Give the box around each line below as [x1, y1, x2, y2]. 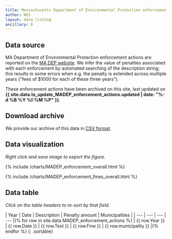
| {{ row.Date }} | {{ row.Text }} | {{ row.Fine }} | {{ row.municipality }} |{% [5, 223, 159, 229]
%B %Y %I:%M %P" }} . [9, 97, 60, 103]
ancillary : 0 [5, 21, 33, 27]
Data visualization [5, 140, 64, 149]
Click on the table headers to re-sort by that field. [5, 202, 110, 208]
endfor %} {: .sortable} [5, 228, 53, 234]
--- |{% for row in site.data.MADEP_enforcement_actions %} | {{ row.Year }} [5, 217, 165, 223]
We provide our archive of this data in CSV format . [5, 125, 112, 131]
